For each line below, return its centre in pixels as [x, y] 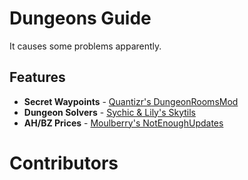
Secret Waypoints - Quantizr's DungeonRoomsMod [131, 101]
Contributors [64, 163]
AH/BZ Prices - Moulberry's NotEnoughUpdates [123, 123]
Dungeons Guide [80, 18]
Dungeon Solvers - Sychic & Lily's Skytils [109, 112]
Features [37, 77]
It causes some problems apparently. [85, 46]
